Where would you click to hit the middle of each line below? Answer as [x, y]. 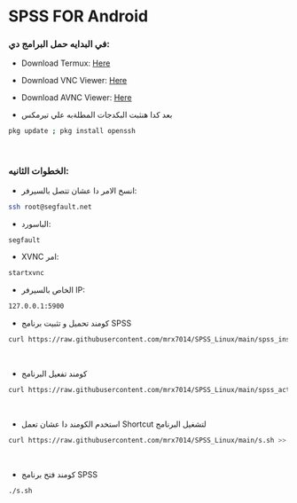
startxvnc [27, 273]
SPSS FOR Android [78, 16]
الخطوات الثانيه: [39, 171]
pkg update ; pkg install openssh [72, 131]
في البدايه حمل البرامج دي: [59, 44]
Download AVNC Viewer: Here [76, 98]
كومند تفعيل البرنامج [54, 373]
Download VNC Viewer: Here [74, 81]
